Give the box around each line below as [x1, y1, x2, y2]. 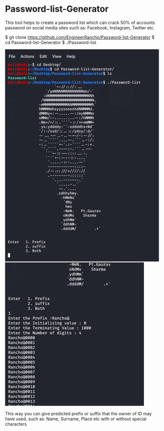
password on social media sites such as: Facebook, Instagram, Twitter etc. [5, 24, 155, 30]
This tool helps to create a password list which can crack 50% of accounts [5, 20, 155, 25]
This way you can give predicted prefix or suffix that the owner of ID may [5, 411, 152, 417]
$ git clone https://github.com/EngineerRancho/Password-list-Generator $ [5, 34, 155, 40]
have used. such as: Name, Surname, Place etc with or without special [5, 416, 146, 422]
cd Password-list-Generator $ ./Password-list [5, 39, 97, 45]
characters [5, 421, 27, 427]
